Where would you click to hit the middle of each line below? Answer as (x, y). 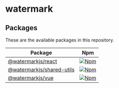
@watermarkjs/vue (31, 78)
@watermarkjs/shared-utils (41, 70)
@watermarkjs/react (33, 61)
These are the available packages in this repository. (60, 40)
